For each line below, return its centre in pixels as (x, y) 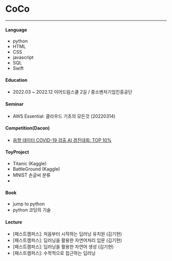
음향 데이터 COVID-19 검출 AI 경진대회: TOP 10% (62, 140)
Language (16, 30)
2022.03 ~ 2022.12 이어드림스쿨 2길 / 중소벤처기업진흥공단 (72, 92)
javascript (23, 57)
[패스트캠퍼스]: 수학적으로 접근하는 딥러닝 (54, 253)
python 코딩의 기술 (32, 210)
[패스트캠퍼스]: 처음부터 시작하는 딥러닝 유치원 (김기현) (67, 234)
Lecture (14, 222)
